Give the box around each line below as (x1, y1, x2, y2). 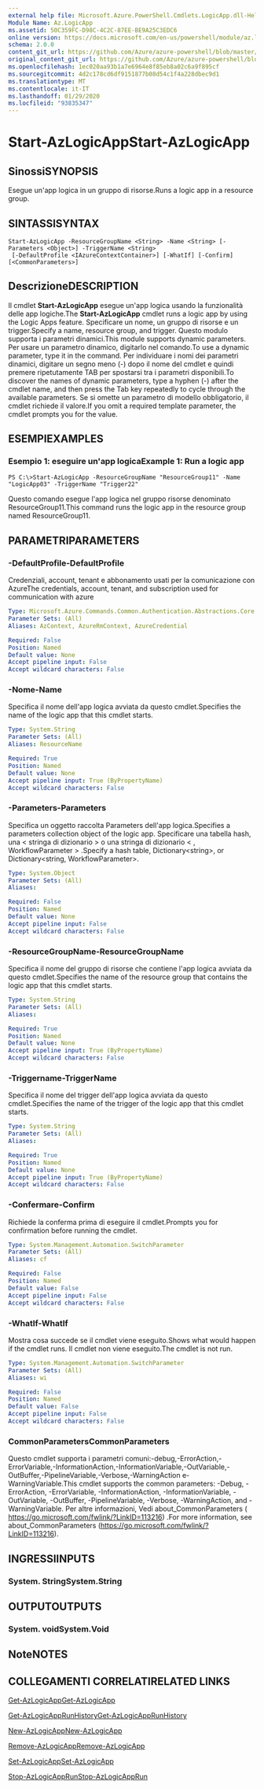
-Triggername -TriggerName (8, 1072, 117, 1083)
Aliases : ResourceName (8, 740, 82, 748)
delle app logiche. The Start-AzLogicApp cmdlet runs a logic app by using (8, 309, 248, 318)
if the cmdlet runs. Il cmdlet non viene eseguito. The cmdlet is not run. (8, 1344, 233, 1353)
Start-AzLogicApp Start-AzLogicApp (8, 133, 250, 151)
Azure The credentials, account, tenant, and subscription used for (8, 584, 218, 593)
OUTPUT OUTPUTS (8, 1600, 102, 1613)
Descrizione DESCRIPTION (8, 280, 139, 293)
